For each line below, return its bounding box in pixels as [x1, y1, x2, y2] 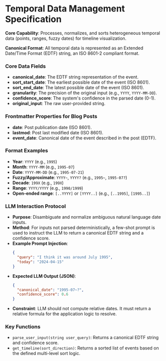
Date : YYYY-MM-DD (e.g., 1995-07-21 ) [12, 169, 84, 175]
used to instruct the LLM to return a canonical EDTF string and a [12, 230, 144, 236]
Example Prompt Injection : [12, 241, 68, 246]
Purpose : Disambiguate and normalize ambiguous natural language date [12, 214, 161, 220]
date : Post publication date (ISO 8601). [12, 124, 92, 130]
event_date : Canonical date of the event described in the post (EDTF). [12, 135, 157, 141]
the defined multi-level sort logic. [12, 351, 81, 357]
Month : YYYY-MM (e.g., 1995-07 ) [12, 164, 75, 170]
